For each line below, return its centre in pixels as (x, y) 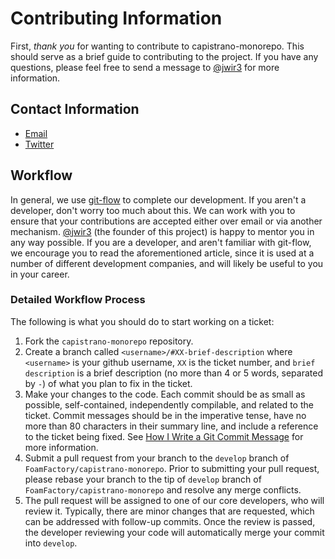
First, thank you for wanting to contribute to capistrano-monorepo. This (157, 46)
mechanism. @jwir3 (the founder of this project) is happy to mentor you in (162, 231)
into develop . (51, 543)
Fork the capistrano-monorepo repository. (109, 341)
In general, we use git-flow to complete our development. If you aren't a (158, 199)
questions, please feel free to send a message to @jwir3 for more (145, 67)
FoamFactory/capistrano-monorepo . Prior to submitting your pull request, (172, 468)
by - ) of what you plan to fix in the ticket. (108, 383)
